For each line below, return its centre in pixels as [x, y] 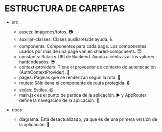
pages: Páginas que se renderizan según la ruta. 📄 [70, 77]
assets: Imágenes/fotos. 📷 [46, 32]
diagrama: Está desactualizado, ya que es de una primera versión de [88, 119]
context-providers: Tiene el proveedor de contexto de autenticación [87, 67]
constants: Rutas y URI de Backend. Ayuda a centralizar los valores [87, 56]
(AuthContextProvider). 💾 [44, 72]
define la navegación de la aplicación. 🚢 [59, 100]
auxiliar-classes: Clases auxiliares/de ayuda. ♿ [66, 39]
